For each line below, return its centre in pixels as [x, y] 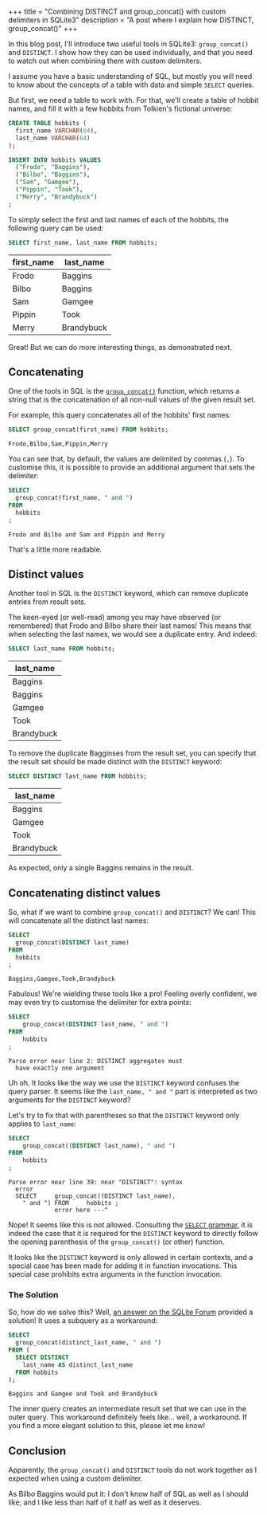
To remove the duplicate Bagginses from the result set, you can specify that [132, 753]
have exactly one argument [60, 1068]
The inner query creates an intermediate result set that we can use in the [127, 1409]
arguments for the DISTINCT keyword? [70, 1100]
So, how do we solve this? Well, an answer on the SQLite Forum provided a [131, 1312]
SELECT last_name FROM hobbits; [62, 649]
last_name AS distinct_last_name [78, 1365]
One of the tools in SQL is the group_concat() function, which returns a [124, 391]
